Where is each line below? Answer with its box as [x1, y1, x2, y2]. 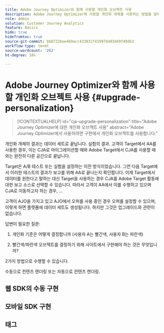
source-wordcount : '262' [5, 48, 56, 53]
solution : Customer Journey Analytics [5, 21, 84, 26]
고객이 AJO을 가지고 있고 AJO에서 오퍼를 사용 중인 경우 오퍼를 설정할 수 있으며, [5, 199, 156, 204]
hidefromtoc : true [5, 35, 42, 40]
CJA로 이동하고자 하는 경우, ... [5, 188, 63, 194]
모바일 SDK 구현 [5, 303, 51, 311]
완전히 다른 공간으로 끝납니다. [14, 153, 70, 159]
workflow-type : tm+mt [5, 44, 49, 48]
